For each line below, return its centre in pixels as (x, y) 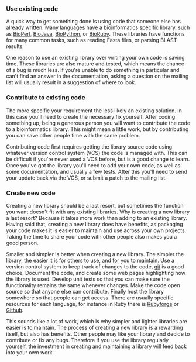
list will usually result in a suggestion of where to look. (71, 82)
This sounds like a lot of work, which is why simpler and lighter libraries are (97, 321)
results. (15, 46)
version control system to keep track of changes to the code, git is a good (95, 266)
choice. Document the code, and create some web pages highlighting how (96, 273)
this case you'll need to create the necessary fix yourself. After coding (91, 116)
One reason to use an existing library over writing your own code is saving (96, 58)
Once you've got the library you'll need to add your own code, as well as (93, 165)
